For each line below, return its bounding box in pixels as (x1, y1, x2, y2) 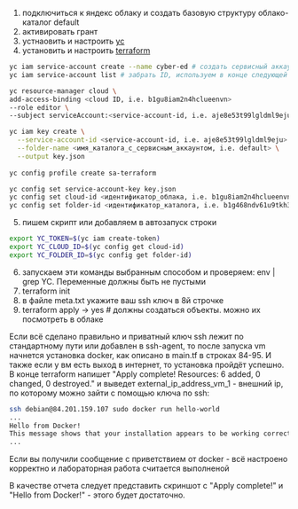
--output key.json (17, 152, 86, 161)
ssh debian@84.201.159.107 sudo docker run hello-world (9, 404, 220, 413)
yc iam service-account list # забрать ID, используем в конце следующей (9, 70, 288, 79)
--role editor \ (9, 103, 69, 112)
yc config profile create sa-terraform (9, 168, 157, 177)
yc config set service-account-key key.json (9, 184, 176, 193)
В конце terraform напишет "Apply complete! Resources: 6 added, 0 (9, 368, 261, 380)
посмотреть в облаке (21, 314, 104, 325)
